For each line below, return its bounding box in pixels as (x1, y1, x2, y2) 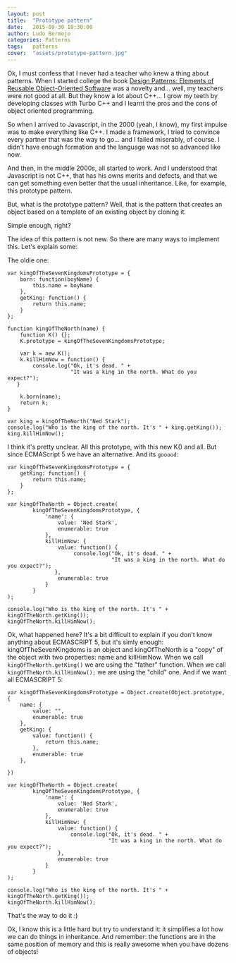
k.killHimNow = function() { (20, 356, 106, 363)
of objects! (7, 947, 39, 956)
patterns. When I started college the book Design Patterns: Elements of (7, 76, 214, 85)
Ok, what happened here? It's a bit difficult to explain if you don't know (7, 630, 213, 638)
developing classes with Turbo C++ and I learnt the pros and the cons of (7, 99, 218, 107)
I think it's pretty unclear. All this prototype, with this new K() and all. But (7, 442, 217, 451)
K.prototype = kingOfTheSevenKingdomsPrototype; (20, 337, 166, 344)
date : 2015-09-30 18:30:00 (7, 23, 93, 30)
